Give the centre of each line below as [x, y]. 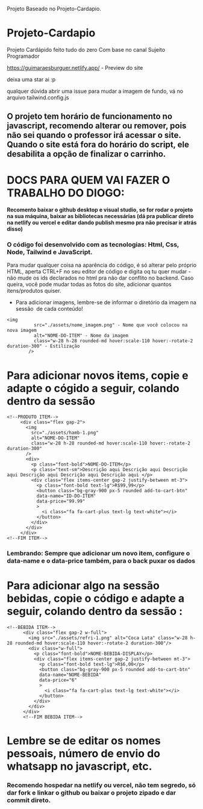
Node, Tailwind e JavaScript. [50, 252]
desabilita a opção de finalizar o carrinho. [86, 154]
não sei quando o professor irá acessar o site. [94, 135]
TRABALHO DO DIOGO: [66, 193]
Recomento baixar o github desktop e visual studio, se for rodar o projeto [100, 210]
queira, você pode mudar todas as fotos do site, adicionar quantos [89, 284]
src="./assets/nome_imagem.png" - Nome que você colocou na [111, 325]
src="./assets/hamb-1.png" [65, 433]
